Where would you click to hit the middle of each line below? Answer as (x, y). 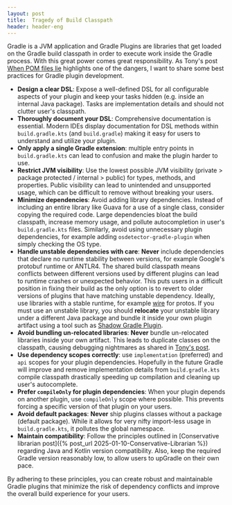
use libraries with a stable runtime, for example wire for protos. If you (116, 304)
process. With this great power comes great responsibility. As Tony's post (113, 61)
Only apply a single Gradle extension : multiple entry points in (105, 148)
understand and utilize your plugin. (67, 141)
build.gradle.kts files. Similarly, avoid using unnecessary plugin (110, 229)
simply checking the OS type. (59, 245)
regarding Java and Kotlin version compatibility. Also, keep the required (119, 451)
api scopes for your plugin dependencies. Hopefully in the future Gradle (120, 363)
